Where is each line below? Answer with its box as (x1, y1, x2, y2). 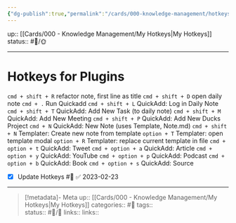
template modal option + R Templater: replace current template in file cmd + (7, 136, 226, 144)
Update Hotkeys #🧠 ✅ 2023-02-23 (17, 173, 119, 181)
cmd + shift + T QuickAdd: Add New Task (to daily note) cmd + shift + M (7, 107, 221, 115)
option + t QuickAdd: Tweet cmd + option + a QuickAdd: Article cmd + (7, 144, 213, 152)
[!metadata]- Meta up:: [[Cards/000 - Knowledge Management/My (24, 193, 218, 201)
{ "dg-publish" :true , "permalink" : (7, 10, 105, 18)
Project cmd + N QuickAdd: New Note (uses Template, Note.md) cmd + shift (7, 121, 227, 130)
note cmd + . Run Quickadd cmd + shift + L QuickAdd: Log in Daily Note (7, 99, 219, 107)
